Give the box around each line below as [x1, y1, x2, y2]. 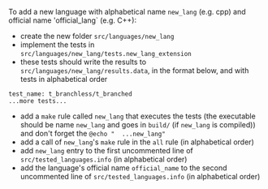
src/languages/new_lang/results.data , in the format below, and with [19, 66, 249, 75]
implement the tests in [19, 40, 95, 49]
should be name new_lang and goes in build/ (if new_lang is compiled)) [19, 120, 256, 129]
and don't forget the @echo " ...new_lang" [19, 129, 166, 138]
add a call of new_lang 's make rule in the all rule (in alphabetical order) [19, 137, 254, 147]
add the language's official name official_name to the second [19, 163, 227, 173]
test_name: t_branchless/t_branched [8, 90, 132, 98]
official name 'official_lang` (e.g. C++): [8, 15, 136, 25]
